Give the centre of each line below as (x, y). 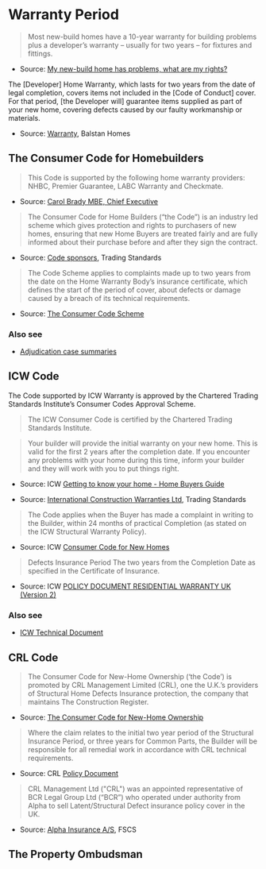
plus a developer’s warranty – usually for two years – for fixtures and (140, 44)
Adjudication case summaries (68, 352)
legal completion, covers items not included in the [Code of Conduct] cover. (132, 92)
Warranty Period (64, 15)
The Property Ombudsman (75, 854)
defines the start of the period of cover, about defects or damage (134, 290)
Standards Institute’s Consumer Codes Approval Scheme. (102, 404)
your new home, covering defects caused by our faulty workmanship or (125, 110)
